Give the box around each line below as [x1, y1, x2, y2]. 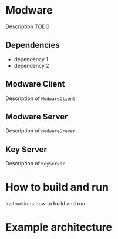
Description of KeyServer [5, 160, 65, 167]
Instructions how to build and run [5, 200, 86, 207]
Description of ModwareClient [5, 95, 76, 102]
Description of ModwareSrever [5, 127, 76, 134]
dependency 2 [14, 62, 49, 69]
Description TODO [5, 23, 50, 30]
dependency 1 [14, 55, 48, 62]
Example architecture [5, 221, 113, 234]
